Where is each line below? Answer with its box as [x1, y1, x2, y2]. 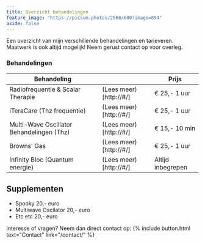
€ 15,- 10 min [154, 124, 196, 132]
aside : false [6, 20, 40, 26]
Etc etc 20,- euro [15, 213, 58, 220]
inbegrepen [154, 163, 188, 171]
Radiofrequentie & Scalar [9, 85, 81, 94]
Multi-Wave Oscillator [9, 120, 73, 128]
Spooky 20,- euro [15, 200, 60, 207]
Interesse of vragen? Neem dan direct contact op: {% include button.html [6, 224, 191, 232]
